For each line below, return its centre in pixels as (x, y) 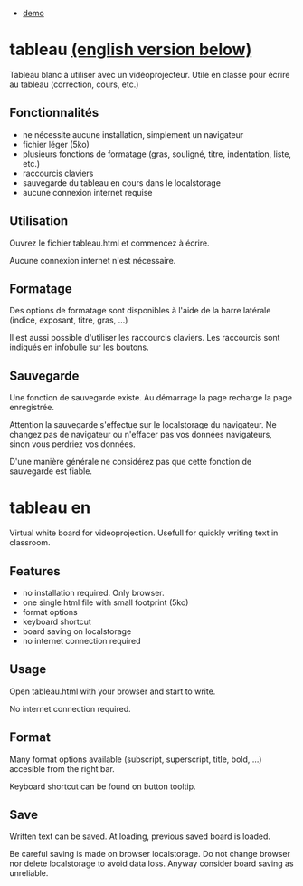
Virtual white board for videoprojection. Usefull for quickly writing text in (144, 533)
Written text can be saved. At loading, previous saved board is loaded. (140, 836)
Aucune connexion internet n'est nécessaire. (93, 260)
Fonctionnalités (54, 113)
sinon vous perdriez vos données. (72, 444)
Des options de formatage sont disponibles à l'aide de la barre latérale (140, 311)
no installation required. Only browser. (93, 592)
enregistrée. (32, 408)
